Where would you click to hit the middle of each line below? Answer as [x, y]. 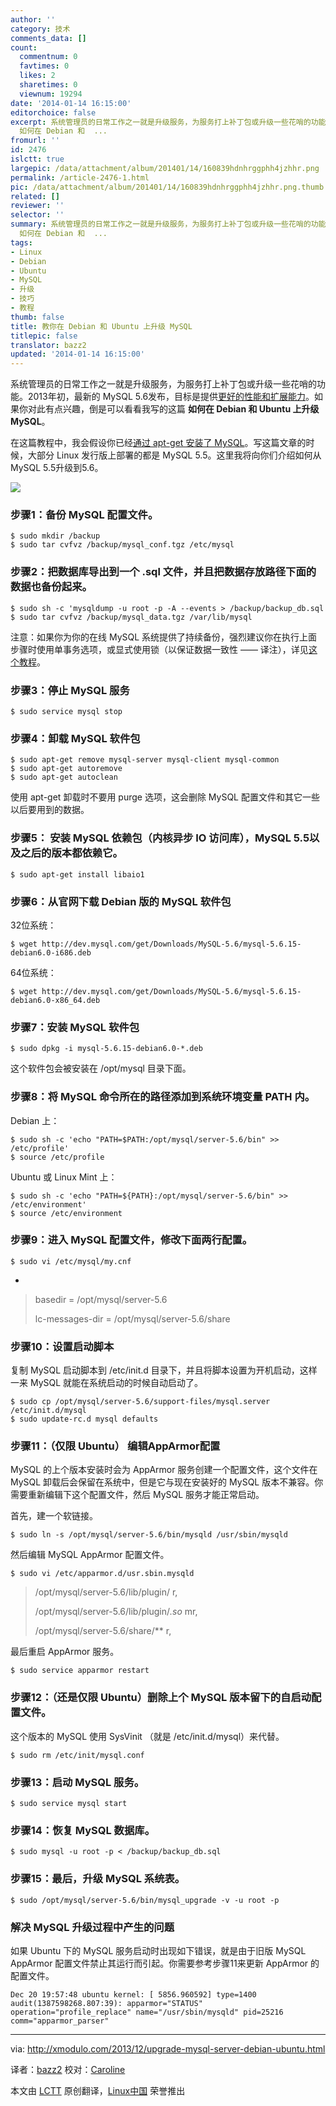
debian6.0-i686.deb [51, 952]
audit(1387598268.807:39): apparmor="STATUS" [106, 2003]
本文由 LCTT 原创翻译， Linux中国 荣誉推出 [98, 2090]
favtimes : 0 [44, 66]
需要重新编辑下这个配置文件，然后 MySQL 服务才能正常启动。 [137, 1495]
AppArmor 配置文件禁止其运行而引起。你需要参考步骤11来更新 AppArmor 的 [165, 1963]
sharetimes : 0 [48, 85]
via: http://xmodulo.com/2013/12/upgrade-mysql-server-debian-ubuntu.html [168, 2048]
